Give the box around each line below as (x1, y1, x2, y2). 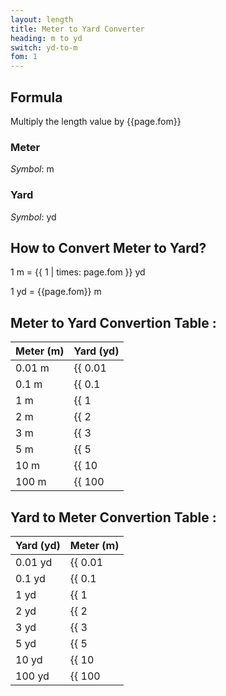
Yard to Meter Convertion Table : (10, 509, 217, 526)
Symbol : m (10, 163, 55, 175)
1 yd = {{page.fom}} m (10, 286, 102, 298)
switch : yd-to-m (10, 42, 78, 53)
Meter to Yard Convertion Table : (10, 314, 217, 331)
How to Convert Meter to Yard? (10, 239, 207, 256)
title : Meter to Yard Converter (10, 24, 145, 34)
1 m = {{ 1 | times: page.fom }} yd (10, 266, 146, 278)
